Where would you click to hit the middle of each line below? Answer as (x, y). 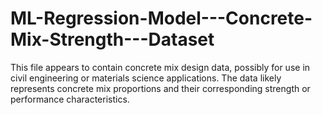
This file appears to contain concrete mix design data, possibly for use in (160, 67)
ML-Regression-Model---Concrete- (161, 18)
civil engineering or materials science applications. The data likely (146, 78)
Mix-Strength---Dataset (112, 39)
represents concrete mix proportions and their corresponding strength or (160, 88)
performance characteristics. (70, 99)
